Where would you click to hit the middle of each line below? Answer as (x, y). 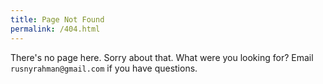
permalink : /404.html (55, 29)
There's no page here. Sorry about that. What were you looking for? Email (162, 57)
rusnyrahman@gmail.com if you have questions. (104, 68)
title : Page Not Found (57, 19)
